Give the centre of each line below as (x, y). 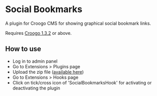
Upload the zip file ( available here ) (48, 72)
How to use (23, 49)
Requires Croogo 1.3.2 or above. (38, 33)
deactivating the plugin (36, 88)
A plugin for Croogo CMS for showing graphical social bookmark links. (78, 23)
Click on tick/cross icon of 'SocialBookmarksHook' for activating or (82, 82)
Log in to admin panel (35, 61)
